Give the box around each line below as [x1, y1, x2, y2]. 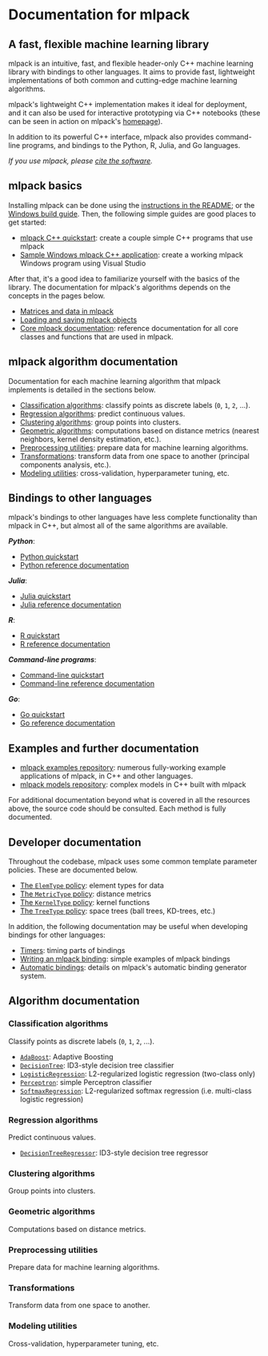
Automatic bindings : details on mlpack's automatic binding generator [19, 963, 247, 972]
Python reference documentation [19, 560, 130, 570]
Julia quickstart [19, 592, 71, 601]
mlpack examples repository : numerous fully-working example [19, 763, 226, 772]
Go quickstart [19, 710, 66, 720]
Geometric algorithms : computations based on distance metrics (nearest [19, 425, 260, 435]
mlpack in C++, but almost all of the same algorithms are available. [8, 521, 228, 531]
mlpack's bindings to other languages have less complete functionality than [8, 512, 258, 522]
